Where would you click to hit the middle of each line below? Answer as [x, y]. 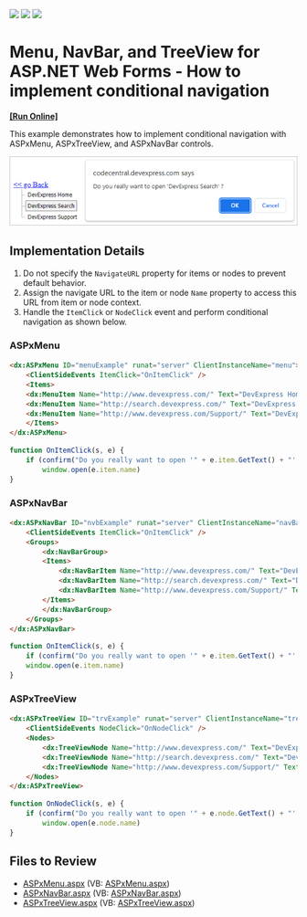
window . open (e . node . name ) [92, 823]
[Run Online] [34, 116]
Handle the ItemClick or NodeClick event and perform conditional [145, 311]
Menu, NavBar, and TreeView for [135, 53]
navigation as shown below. [75, 321]
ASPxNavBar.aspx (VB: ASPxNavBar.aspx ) [102, 893]
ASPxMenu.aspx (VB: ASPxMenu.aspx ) [96, 883]
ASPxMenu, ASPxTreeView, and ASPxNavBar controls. [111, 143]
